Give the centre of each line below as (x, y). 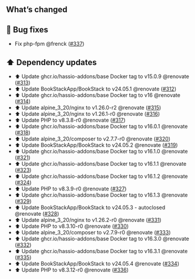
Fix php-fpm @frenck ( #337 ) (49, 44)
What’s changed (37, 10)
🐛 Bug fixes (27, 30)
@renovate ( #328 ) (37, 214)
